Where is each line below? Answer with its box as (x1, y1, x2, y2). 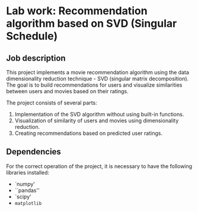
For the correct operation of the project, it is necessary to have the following (6, 162, 193, 170)
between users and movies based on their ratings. (6, 88, 129, 94)
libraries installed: (6, 169, 49, 176)
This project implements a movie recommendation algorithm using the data (6, 69, 190, 75)
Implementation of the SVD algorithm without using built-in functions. (14, 111, 184, 118)
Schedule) (6, 30, 58, 43)
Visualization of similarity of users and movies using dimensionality (14, 117, 179, 124)
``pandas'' (14, 186, 40, 194)
